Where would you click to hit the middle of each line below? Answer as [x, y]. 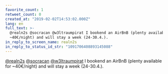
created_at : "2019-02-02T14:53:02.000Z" [48, 19]
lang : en [14, 24]
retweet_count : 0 [23, 14]
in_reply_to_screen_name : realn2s [41, 42]
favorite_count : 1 [24, 10]
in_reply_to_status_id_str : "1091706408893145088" [59, 47]
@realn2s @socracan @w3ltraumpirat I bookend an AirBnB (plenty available [83, 61]
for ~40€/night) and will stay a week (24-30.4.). [54, 66]
